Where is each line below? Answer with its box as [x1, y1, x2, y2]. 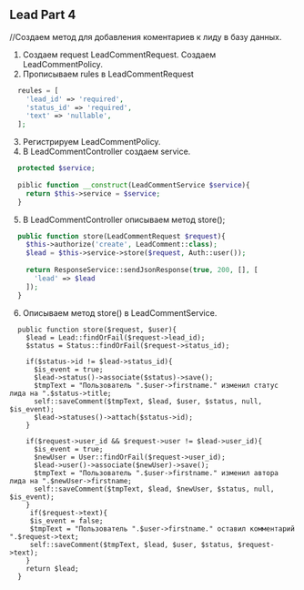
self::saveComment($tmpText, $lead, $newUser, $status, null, [33, 484, 275, 493]
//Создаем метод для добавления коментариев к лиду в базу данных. [9, 31, 282, 42]
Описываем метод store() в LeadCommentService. [22, 307, 218, 318]
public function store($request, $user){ [17, 325, 177, 334]
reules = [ [17, 86, 59, 95]
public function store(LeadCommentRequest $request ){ [17, 231, 226, 240]
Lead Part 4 [9, 7, 76, 23]
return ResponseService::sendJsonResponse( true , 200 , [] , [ [25, 266, 258, 275]
